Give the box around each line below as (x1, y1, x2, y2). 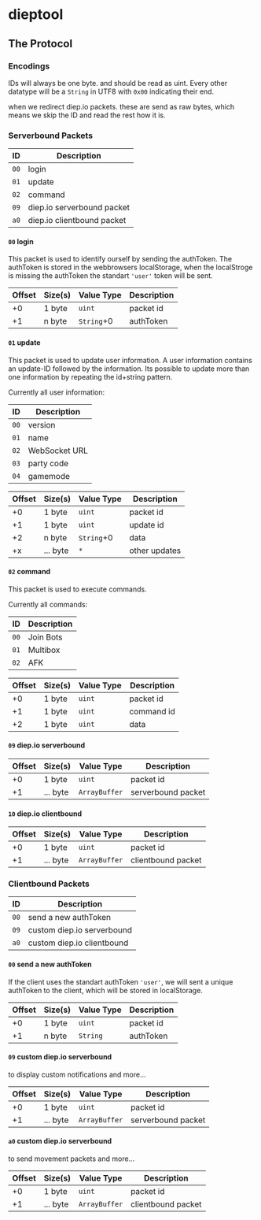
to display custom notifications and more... (8, 1070, 147, 1079)
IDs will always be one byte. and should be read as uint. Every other (8, 78, 228, 87)
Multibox (28, 644, 61, 655)
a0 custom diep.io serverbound (8, 1137, 112, 1146)
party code (28, 458, 69, 469)
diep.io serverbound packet (28, 202, 130, 213)
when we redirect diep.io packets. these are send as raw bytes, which (8, 102, 234, 111)
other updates (129, 545, 182, 556)
